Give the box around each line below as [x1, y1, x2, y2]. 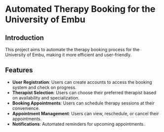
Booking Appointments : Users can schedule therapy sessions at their [12, 100, 155, 106]
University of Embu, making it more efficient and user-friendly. [5, 52, 132, 58]
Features [5, 66, 33, 74]
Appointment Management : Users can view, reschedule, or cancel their [12, 110, 159, 116]
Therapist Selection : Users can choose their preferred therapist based [12, 90, 157, 96]
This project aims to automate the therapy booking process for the [5, 47, 140, 52]
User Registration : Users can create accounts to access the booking [12, 79, 152, 85]
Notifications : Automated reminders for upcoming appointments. [12, 121, 145, 127]
